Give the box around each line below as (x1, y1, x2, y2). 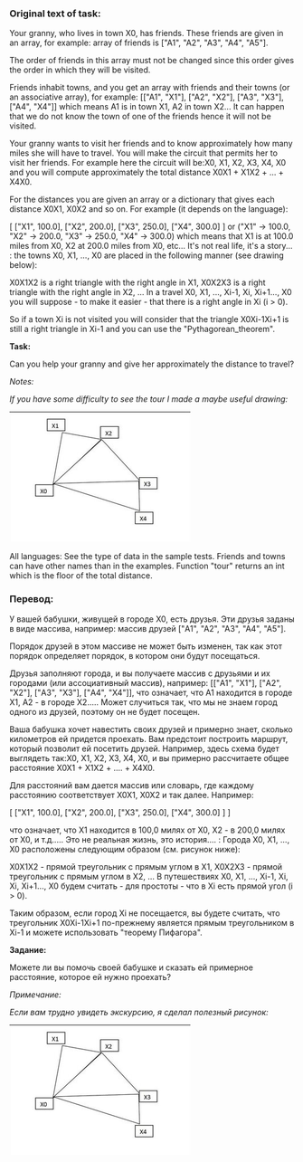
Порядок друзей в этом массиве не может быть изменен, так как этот (9, 641, 283, 652)
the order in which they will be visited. (9, 64, 151, 75)
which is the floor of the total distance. (9, 570, 154, 581)
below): (9, 260, 38, 271)
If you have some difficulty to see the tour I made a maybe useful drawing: (9, 394, 289, 405)
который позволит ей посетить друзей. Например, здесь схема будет (9, 743, 279, 754)
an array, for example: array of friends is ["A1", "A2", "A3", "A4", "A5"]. (9, 37, 269, 48)
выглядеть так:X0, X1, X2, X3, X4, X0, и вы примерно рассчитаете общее (9, 752, 289, 763)
